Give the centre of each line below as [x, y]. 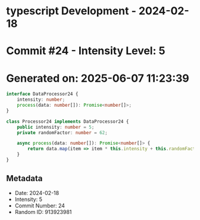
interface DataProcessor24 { [42, 94]
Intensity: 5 [29, 199]
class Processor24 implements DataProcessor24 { [68, 121]
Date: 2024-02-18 [37, 193]
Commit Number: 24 [40, 205]
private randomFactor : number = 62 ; [62, 132]
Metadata [24, 179]
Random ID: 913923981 [43, 212]
